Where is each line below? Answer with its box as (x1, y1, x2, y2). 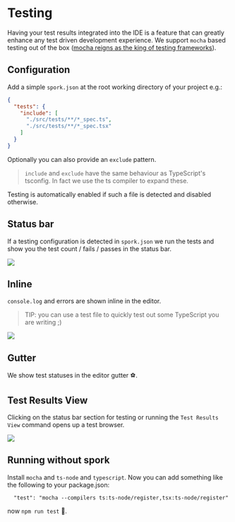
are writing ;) (24, 318, 62, 327)
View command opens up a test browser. (7, 421, 125, 429)
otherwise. (7, 197, 39, 206)
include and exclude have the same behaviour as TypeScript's (24, 168, 206, 178)
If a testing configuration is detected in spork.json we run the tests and (7, 237, 215, 245)
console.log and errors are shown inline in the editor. (7, 297, 162, 306)
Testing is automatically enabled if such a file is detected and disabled (7, 190, 212, 199)
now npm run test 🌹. (7, 506, 67, 515)
